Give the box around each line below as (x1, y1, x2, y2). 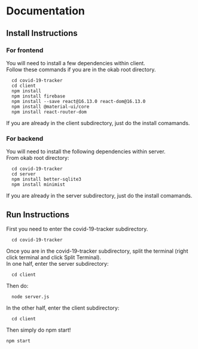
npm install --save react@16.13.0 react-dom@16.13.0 (11, 98, 146, 104)
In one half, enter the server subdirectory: (6, 260, 109, 267)
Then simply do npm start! (6, 326, 71, 333)
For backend (6, 134, 44, 142)
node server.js (11, 293, 50, 300)
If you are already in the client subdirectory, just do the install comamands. (6, 119, 190, 126)
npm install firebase (11, 93, 66, 99)
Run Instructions (6, 210, 70, 220)
